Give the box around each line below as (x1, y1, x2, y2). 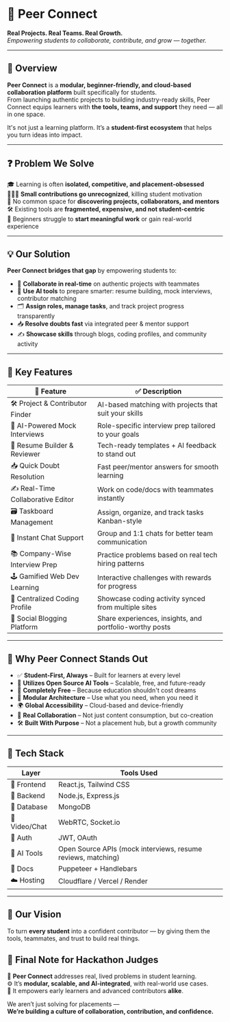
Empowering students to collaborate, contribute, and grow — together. (7, 36, 207, 44)
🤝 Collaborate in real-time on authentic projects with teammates (16, 280, 200, 288)
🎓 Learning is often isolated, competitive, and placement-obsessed (7, 180, 204, 188)
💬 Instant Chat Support (10, 533, 84, 543)
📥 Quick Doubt (10, 461, 60, 470)
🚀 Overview (7, 63, 57, 74)
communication (97, 537, 147, 547)
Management (10, 518, 53, 527)
